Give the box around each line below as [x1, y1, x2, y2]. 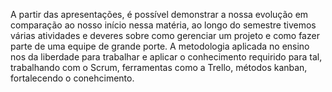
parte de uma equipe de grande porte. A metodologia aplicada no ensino [10, 40, 310, 52]
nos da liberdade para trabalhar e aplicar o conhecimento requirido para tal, [10, 51, 323, 63]
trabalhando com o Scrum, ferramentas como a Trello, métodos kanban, [10, 62, 308, 73]
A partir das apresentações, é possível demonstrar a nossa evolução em [10, 9, 309, 20]
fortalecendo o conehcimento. [10, 72, 135, 84]
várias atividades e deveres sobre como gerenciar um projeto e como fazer [10, 30, 320, 41]
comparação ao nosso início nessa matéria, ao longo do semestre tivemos [10, 19, 317, 31]
